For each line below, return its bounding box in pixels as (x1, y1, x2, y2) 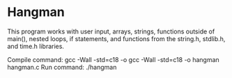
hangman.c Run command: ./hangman (7, 63, 117, 71)
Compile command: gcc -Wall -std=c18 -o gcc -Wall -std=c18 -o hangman (7, 55, 219, 63)
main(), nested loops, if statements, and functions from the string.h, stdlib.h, (7, 34, 226, 42)
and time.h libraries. (7, 42, 65, 50)
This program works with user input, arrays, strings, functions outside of (7, 27, 215, 36)
